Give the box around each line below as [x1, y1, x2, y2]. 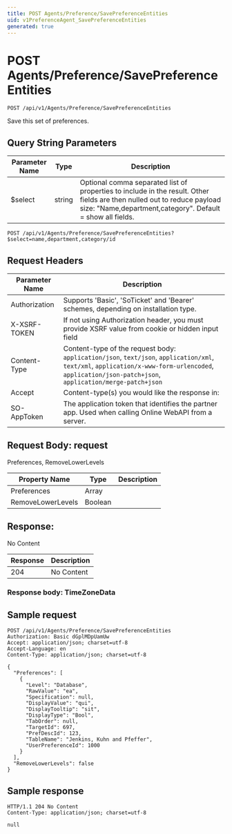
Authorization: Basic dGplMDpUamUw [7, 633, 110, 641]
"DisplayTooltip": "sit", [25, 706, 100, 713]
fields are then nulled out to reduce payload [79, 195, 222, 204]
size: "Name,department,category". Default [79, 204, 221, 213]
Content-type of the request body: [63, 343, 176, 353]
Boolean [84, 497, 112, 507]
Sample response [7, 785, 84, 797]
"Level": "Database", [25, 681, 88, 689]
